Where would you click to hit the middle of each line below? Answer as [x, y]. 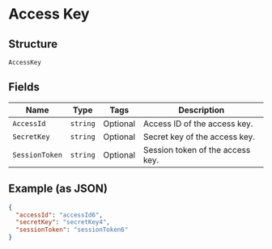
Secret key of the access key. [199, 137]
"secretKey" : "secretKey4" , [63, 222]
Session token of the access [197, 150]
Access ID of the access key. [198, 124]
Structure [33, 44]
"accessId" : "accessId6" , [59, 215]
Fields [24, 87]
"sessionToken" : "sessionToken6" [72, 230]
